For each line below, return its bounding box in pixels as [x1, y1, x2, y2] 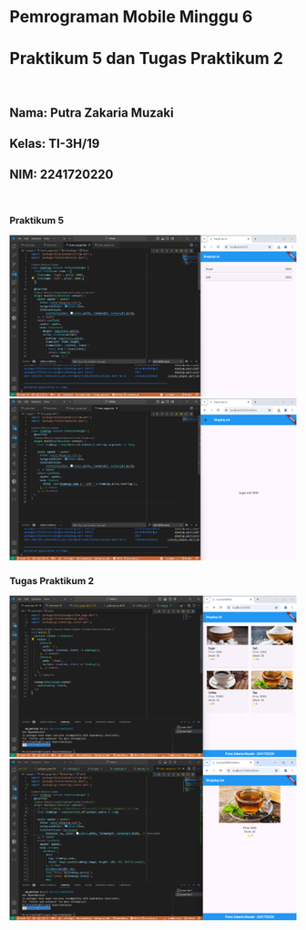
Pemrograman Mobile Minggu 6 [9, 6, 253, 27]
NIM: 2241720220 [9, 167, 114, 183]
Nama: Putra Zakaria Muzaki [9, 105, 175, 120]
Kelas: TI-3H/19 [9, 135, 100, 152]
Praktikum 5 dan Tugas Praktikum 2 [9, 48, 284, 69]
